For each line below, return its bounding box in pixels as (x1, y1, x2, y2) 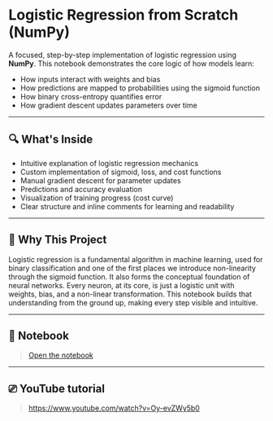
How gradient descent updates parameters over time (19, 100, 197, 110)
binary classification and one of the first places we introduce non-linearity (8, 263, 256, 273)
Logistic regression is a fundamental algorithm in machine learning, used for (8, 254, 263, 264)
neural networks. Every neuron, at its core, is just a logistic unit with (8, 280, 235, 290)
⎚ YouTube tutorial (8, 381, 106, 396)
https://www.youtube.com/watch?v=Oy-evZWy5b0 (28, 403, 201, 413)
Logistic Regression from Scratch (8, 6, 239, 24)
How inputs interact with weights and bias (19, 74, 161, 84)
